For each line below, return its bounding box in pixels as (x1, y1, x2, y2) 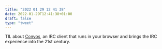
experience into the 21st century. (5, 39, 71, 45)
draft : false (5, 16, 31, 21)
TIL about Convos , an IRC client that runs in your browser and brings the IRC (5, 34, 157, 39)
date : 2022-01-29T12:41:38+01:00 (5, 12, 73, 16)
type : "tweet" (5, 20, 34, 25)
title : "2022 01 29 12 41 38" (5, 7, 66, 12)
